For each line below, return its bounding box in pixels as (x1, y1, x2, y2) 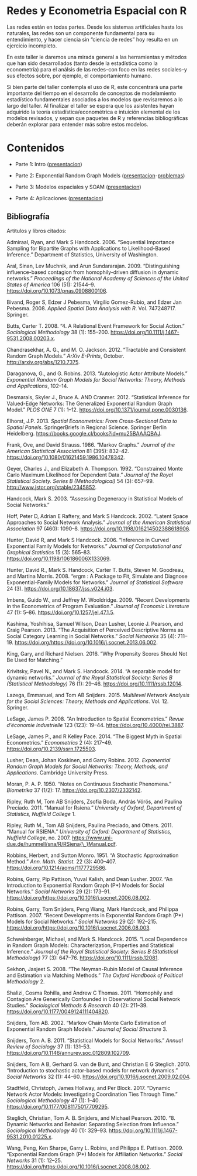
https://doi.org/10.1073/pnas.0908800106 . (6, 287, 108, 294)
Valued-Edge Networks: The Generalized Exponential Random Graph (6, 400, 173, 407)
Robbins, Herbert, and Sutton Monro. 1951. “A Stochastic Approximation (6, 852, 179, 859)
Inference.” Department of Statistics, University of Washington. (6, 251, 158, 258)
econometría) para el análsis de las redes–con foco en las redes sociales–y (6, 66, 188, 73)
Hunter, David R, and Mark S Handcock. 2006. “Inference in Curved (6, 536, 169, 543)
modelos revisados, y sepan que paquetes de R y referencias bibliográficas (6, 114, 188, 121)
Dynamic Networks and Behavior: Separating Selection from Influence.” (6, 1120, 179, 1127)
